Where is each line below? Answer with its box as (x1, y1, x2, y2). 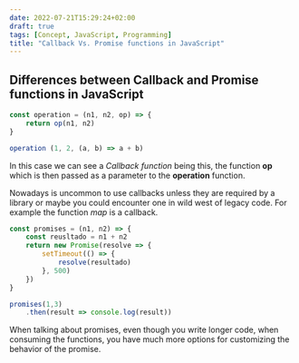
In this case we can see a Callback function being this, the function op (9, 160, 274, 171)
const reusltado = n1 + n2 (25, 232, 128, 241)
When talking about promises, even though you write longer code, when (9, 324, 279, 336)
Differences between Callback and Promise (9, 72, 259, 87)
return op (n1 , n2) (25, 119, 95, 128)
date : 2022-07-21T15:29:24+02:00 (9, 13, 136, 23)
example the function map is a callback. (9, 206, 159, 218)
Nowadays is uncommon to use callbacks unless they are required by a (9, 187, 275, 198)
